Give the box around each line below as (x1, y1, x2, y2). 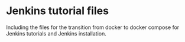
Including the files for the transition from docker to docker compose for (6, 24, 180, 31)
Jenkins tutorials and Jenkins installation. (6, 30, 106, 37)
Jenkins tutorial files (6, 4, 109, 18)
